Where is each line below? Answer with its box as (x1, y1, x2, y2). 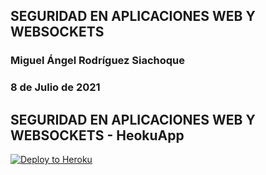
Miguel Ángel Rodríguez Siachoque (10, 54, 186, 68)
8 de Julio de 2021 (10, 80, 101, 94)
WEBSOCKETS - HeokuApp (10, 127, 185, 144)
